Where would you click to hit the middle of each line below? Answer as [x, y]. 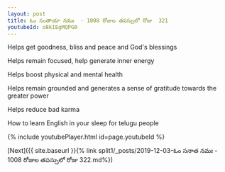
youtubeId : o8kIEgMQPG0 [43, 27]
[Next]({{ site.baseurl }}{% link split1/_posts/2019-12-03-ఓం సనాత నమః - [112, 151]
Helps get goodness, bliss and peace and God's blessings [92, 47]
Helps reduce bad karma [44, 110]
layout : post [27, 14]
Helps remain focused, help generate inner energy [81, 61]
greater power [28, 96]
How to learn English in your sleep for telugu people [83, 123]
